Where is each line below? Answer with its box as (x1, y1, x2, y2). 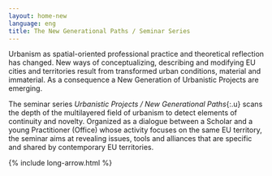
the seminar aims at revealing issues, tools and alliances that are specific (8, 134, 253, 144)
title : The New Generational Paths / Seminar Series (8, 27, 191, 35)
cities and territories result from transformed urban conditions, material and (8, 67, 261, 76)
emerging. (8, 84, 43, 93)
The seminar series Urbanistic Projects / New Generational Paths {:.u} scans (8, 99, 263, 109)
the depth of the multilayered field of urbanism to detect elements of (8, 108, 238, 118)
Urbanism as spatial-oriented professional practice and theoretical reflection (8, 49, 265, 59)
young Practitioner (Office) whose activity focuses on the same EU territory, (8, 125, 262, 135)
